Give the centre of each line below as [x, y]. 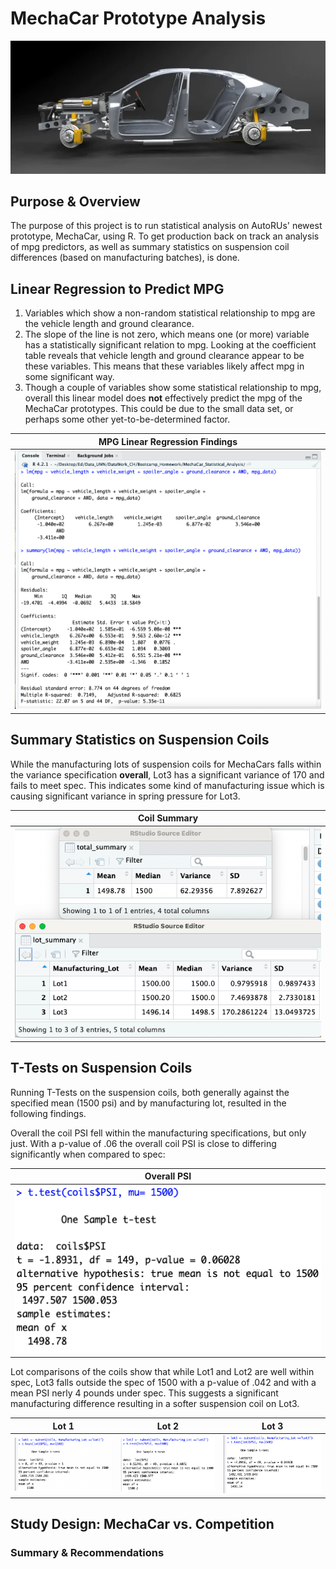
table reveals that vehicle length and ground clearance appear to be [164, 356]
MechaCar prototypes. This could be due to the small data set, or [159, 409]
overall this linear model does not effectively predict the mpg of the [163, 398]
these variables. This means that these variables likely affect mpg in [164, 366]
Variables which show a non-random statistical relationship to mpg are [170, 313]
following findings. [48, 1113]
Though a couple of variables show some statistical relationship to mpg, [173, 388]
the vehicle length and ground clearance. [109, 324]
